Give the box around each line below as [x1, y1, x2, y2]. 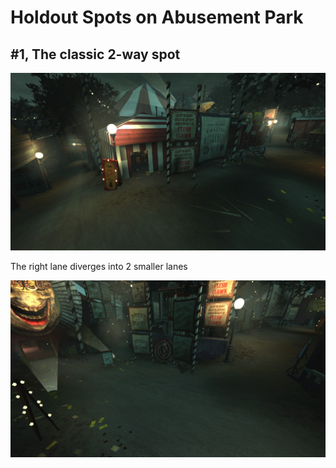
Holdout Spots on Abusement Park [10, 6, 304, 29]
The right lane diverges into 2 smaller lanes [10, 260, 188, 272]
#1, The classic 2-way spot [10, 46, 181, 63]
